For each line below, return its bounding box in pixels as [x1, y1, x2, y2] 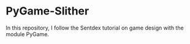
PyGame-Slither [6, 4, 89, 18]
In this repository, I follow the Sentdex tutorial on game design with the [6, 24, 184, 31]
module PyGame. [6, 30, 50, 37]
